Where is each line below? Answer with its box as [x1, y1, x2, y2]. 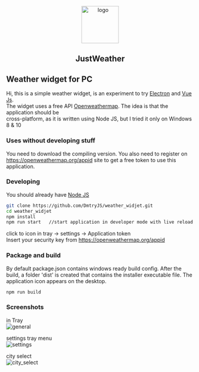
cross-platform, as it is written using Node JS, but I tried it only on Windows [6, 115, 192, 122]
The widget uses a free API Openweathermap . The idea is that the [6, 103, 169, 110]
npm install [6, 213, 36, 220]
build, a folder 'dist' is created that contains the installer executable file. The [6, 271, 192, 278]
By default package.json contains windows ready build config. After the [6, 265, 182, 272]
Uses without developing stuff [6, 137, 95, 145]
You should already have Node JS [6, 191, 89, 198]
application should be [6, 109, 60, 116]
